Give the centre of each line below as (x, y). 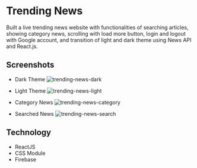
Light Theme (30, 91)
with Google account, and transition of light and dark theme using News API (99, 40)
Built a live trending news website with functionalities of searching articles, (97, 27)
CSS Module (30, 153)
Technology (29, 133)
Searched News (34, 113)
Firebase (26, 159)
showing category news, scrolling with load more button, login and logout (96, 33)
